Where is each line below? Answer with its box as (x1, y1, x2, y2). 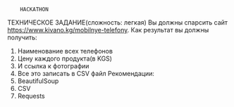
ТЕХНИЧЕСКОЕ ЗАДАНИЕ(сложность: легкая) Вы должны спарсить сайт (7, 18, 228, 27)
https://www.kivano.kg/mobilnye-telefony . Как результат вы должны (7, 26, 209, 34)
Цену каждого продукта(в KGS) (17, 54, 113, 63)
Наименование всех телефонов (17, 47, 113, 55)
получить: (7, 33, 37, 42)
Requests (17, 92, 45, 100)
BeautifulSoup (17, 77, 59, 85)
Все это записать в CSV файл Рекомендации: (17, 70, 155, 77)
